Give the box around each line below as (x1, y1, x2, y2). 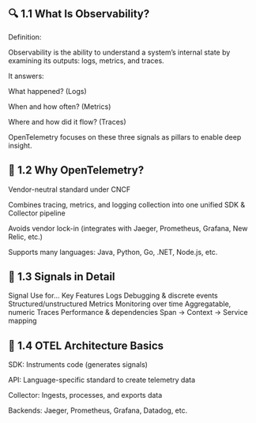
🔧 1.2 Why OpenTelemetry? (8, 163, 145, 177)
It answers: (8, 71, 45, 80)
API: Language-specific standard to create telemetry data (8, 375, 196, 385)
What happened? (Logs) (8, 86, 87, 95)
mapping (8, 316, 37, 326)
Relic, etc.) (8, 232, 43, 241)
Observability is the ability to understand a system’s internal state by (8, 47, 231, 57)
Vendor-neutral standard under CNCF (8, 185, 131, 194)
